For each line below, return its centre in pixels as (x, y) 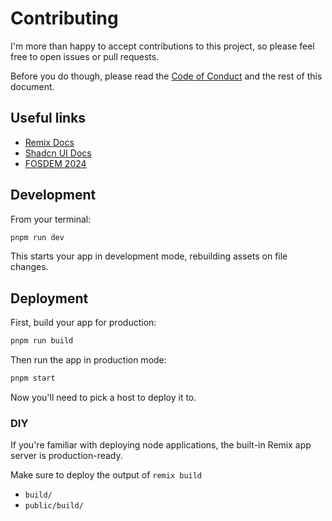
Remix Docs (49, 142)
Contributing (64, 18)
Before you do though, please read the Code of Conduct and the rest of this (166, 76)
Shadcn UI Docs (58, 153)
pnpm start (33, 378)
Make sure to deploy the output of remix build (106, 475)
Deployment (49, 298)
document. (32, 86)
